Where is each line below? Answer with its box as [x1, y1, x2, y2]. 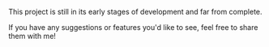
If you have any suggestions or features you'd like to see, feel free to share [8, 23, 258, 32]
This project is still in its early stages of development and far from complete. [8, 7, 263, 16]
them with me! [8, 32, 57, 41]
